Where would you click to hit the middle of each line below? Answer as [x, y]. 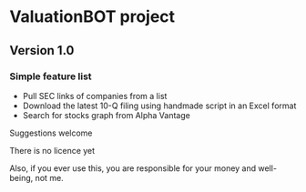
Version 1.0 [42, 51]
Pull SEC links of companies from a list [95, 96]
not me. [49, 177]
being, [21, 177]
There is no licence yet [52, 150]
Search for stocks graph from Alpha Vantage [107, 115]
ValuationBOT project [92, 17]
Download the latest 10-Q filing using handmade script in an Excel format [159, 106]
